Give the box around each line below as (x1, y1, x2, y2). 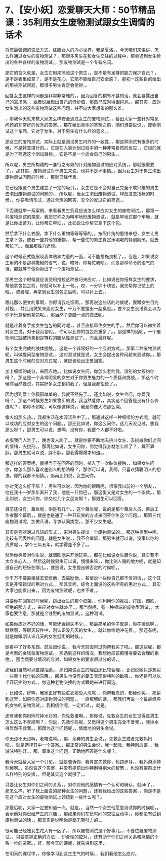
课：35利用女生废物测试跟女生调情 (5, 17, 146, 28)
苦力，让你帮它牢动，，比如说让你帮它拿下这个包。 (22, 219, 124, 226)
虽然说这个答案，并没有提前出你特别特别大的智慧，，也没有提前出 (24, 765, 157, 771)
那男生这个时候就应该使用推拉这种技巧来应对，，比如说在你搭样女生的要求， (5, 276, 159, 282)
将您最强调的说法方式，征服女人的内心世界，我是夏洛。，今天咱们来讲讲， (5, 47, 155, 53)
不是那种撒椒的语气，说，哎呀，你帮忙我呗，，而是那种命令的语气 (18, 259, 150, 266)
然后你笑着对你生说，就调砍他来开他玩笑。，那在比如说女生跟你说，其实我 (5, 552, 155, 558)
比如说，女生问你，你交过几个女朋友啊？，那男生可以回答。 (5, 495, 126, 502)
